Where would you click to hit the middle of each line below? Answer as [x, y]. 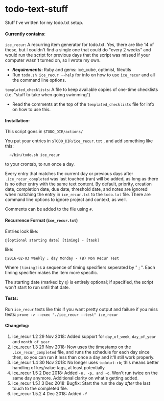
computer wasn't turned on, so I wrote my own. [53, 60]
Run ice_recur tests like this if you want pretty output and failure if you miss [82, 309]
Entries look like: [22, 231]
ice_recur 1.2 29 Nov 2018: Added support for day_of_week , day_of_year [84, 336]
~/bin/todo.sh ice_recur [35, 155]
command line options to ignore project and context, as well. [66, 200]
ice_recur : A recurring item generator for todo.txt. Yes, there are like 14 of [80, 45]
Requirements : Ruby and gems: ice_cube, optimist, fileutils [71, 70]
